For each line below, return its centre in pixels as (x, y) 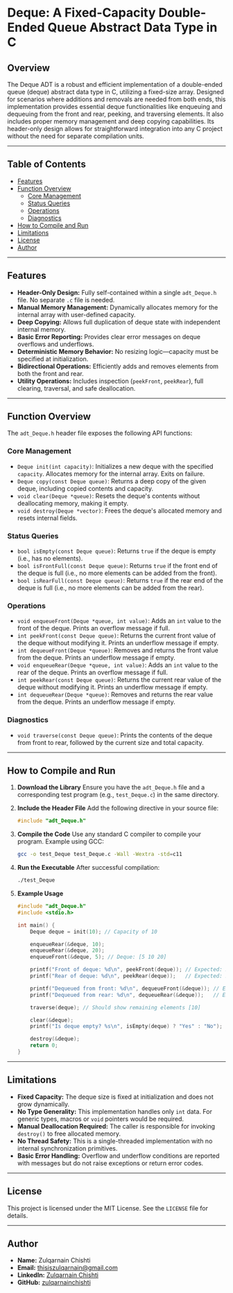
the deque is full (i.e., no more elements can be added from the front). (117, 573)
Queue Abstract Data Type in (132, 27)
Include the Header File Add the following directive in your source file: (118, 808)
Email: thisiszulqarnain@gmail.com (67, 1268)
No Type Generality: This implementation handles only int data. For (115, 1111)
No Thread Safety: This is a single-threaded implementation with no (115, 1141)
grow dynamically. (43, 1104)
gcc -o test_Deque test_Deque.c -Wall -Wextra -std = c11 (100, 855)
